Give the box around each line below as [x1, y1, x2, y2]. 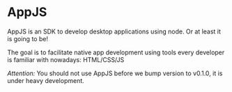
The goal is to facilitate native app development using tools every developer [7, 48, 225, 56]
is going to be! [7, 34, 49, 43]
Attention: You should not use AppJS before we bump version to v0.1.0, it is [7, 69, 223, 77]
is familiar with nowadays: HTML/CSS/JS [7, 55, 125, 63]
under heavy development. [7, 76, 85, 84]
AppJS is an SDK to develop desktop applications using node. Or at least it [7, 27, 222, 36]
